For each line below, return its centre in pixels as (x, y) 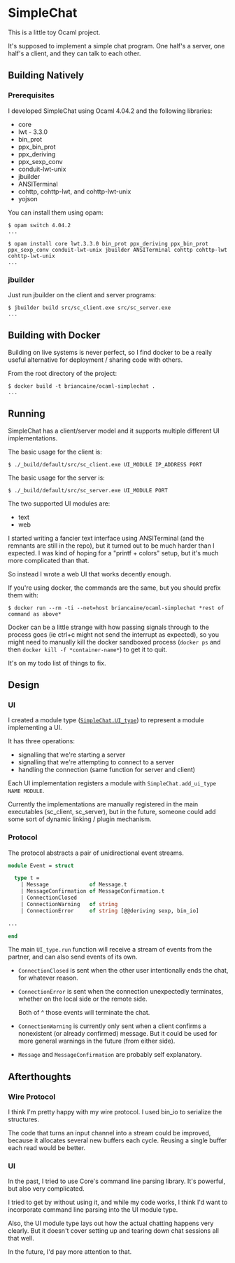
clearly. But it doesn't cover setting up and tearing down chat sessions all (114, 1231)
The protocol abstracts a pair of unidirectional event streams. (96, 853)
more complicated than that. (49, 560)
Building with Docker (54, 336)
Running (27, 414)
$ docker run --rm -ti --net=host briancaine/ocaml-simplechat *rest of (116, 608)
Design (24, 685)
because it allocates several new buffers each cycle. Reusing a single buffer (117, 1140)
